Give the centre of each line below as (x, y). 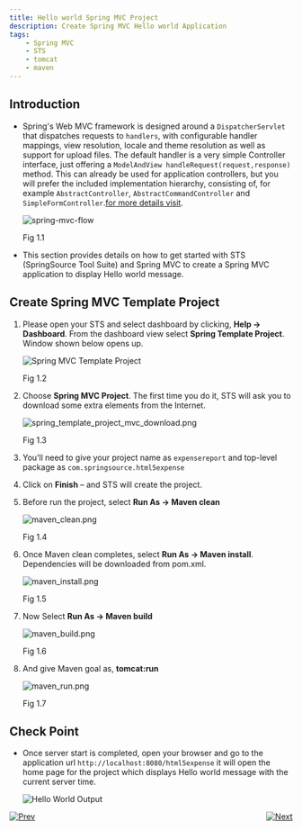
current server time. (59, 782)
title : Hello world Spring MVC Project (84, 18)
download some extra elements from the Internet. (114, 405)
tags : (19, 34)
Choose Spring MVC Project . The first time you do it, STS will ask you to (157, 395)
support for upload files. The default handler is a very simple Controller (154, 155)
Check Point (44, 731)
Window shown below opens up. (83, 343)
